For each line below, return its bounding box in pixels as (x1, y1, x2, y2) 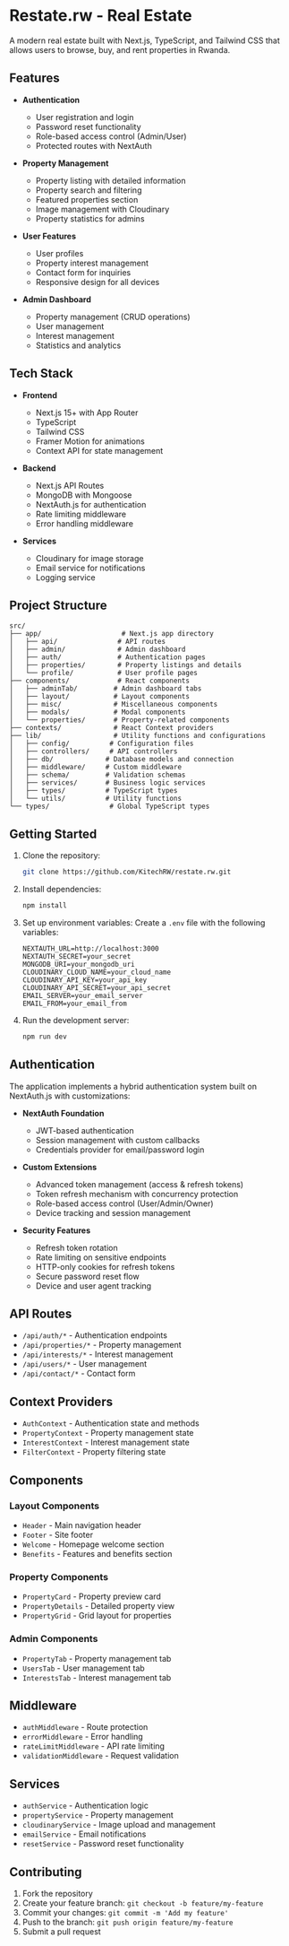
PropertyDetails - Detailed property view (21, 1601, 175, 1612)
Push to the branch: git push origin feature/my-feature (21, 1916, 234, 1927)
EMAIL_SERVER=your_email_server (21, 991, 143, 1000)
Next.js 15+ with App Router (35, 407, 139, 418)
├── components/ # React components (9, 676, 191, 686)
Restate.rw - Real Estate (9, 5, 192, 26)
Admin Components (9, 1633, 98, 1646)
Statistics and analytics (35, 340, 122, 351)
